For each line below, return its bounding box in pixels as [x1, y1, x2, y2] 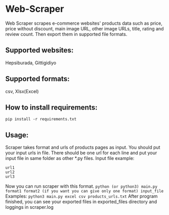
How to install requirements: [5, 103, 98, 112]
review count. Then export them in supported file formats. [5, 31, 128, 37]
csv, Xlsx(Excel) [5, 88, 39, 94]
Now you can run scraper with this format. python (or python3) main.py [5, 183, 158, 189]
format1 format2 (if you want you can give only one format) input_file [5, 189, 164, 194]
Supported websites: [5, 46, 74, 55]
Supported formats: [5, 75, 70, 83]
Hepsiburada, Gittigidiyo [5, 60, 56, 66]
